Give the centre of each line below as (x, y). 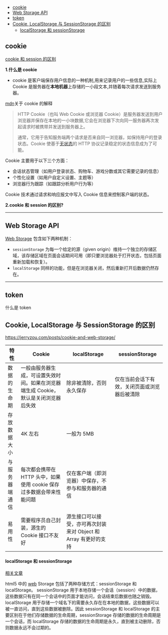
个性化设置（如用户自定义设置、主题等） (54, 177)
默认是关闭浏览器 (41, 398)
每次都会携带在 (38, 469)
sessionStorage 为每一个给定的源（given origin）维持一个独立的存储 (82, 249)
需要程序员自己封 (41, 520)
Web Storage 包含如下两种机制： (39, 238)
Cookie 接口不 (37, 535)
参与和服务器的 (84, 489)
